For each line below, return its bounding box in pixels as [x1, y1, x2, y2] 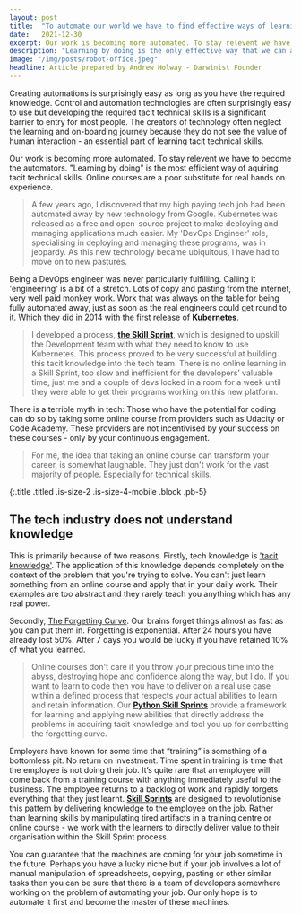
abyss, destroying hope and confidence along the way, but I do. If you [30, 671, 289, 681]
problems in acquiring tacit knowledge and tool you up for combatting [30, 718, 289, 729]
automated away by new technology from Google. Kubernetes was [30, 208, 278, 219]
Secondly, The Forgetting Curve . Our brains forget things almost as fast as [9, 615, 284, 626]
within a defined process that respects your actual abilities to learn [30, 690, 278, 700]
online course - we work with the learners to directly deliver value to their [9, 822, 280, 832]
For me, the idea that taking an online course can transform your [30, 450, 270, 461]
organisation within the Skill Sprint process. [9, 831, 169, 842]
